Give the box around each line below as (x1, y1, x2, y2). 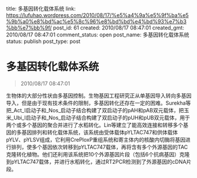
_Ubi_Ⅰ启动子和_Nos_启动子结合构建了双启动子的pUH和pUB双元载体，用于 (11, 114, 191, 121)
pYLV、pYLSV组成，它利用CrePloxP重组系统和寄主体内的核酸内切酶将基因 (6, 136, 186, 143)
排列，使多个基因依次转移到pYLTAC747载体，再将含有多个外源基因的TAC (11, 143, 188, 150)
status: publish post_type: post (6, 38, 81, 45)
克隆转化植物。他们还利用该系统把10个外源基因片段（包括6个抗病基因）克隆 (6, 150, 190, 157)
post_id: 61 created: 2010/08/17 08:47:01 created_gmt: (52, 24, 184, 31)
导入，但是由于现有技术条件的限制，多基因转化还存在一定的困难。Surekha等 (6, 99, 191, 106)
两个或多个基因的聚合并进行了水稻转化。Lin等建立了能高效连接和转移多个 (6, 121, 183, 128)
